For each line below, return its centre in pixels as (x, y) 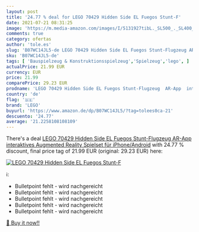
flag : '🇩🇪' (21, 99)
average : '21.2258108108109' (42, 122)
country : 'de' (24, 94)
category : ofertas (29, 39)
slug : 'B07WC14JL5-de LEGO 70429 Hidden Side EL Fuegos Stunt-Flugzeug (96, 50)
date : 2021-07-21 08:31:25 (39, 22)
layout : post (22, 12)
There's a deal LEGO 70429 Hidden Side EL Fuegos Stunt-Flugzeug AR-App (99, 138)
